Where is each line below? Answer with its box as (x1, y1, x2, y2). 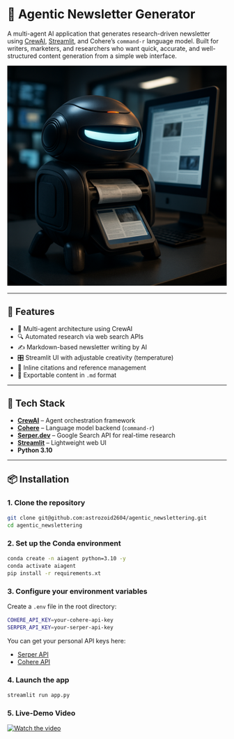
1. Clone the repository (7, 497, 86, 507)
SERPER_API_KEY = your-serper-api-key (7, 624, 114, 631)
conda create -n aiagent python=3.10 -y (7, 555, 127, 562)
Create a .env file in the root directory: (7, 602, 117, 610)
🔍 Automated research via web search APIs (17, 332, 144, 341)
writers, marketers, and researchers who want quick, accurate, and (7, 44, 200, 52)
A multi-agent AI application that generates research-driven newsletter (7, 29, 210, 38)
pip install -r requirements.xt (7, 570, 101, 577)
